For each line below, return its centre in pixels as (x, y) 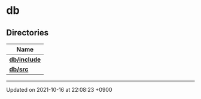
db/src (19, 69)
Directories (28, 33)
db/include (25, 59)
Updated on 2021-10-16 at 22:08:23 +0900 (59, 90)
